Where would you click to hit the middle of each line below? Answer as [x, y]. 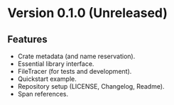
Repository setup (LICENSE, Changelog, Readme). [91, 86]
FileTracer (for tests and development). [75, 71]
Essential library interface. [56, 64]
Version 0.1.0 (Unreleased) [88, 13]
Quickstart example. [47, 79]
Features [27, 39]
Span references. [43, 94]
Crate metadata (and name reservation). [76, 56]
